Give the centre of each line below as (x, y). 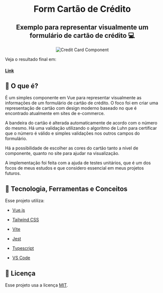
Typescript (23, 248)
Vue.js (19, 210)
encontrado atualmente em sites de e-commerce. (55, 114)
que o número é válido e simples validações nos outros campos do (72, 133)
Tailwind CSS (25, 220)
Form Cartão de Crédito (82, 9)
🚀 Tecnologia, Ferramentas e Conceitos (66, 189)
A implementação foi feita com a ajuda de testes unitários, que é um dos (78, 163)
